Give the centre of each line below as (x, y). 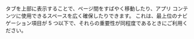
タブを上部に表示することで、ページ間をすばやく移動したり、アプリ (88, 8)
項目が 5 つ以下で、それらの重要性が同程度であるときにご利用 (107, 23)
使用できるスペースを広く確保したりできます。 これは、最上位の (99, 16)
